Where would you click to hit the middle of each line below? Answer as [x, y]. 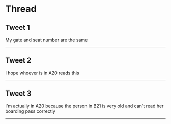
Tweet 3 [18, 94]
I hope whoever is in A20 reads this [42, 73]
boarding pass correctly [31, 111]
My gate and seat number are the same [47, 40]
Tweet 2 [18, 61]
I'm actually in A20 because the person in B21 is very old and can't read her [84, 106]
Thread [21, 9]
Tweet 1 [18, 28]
